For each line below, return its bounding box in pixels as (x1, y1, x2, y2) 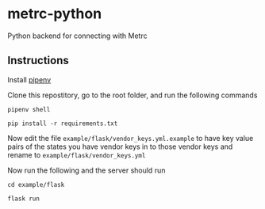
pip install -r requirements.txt (7, 120, 118, 127)
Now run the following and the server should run (7, 165, 166, 175)
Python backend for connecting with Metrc (7, 31, 148, 40)
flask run (7, 195, 40, 203)
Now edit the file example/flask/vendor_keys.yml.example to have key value (7, 133, 254, 142)
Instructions (7, 54, 69, 67)
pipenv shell (7, 105, 51, 113)
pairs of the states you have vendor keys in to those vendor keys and (7, 142, 233, 151)
